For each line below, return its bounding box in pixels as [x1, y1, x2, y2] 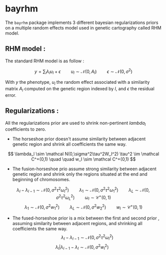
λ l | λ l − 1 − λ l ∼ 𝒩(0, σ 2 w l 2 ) [55, 243, 109, 251]
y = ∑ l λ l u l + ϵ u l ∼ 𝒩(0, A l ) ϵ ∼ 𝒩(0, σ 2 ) [34, 67, 133, 75]
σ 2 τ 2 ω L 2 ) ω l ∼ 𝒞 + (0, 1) [56, 193, 111, 202]
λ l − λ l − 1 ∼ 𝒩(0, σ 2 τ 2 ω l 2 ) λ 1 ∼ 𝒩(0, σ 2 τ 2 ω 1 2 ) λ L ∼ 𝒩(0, [16, 186, 150, 194]
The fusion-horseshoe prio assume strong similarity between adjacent [12, 166, 157, 172]
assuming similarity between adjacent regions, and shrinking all [12, 220, 143, 226]
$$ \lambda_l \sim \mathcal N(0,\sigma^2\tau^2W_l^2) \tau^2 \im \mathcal [7, 151, 160, 157]
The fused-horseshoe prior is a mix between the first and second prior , [12, 215, 160, 221]
